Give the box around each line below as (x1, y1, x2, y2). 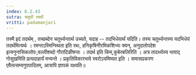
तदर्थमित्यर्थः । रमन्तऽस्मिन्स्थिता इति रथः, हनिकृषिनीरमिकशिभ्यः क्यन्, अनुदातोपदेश (6, 42, 156, 49)
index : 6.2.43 (6, 8, 41, 15)
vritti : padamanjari (6, 19, 57, 25)
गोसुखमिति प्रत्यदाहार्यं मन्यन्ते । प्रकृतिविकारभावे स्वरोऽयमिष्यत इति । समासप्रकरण (6, 55, 154, 62)
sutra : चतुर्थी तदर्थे (6, 14, 44, 20)
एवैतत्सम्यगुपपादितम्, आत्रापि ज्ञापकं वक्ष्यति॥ (6, 62, 86, 69)
